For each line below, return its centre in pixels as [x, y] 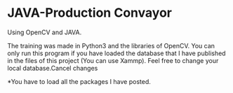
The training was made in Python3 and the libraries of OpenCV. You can [111, 45]
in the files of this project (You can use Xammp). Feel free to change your [113, 60]
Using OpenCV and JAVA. [45, 32]
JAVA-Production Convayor [89, 13]
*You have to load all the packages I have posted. [79, 81]
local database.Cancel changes [53, 68]
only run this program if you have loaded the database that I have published [116, 53]
